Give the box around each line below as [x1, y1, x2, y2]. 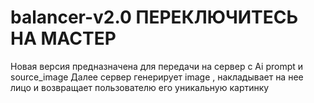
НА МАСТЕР [10, 27, 117, 50]
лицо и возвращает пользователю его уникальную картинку [10, 81, 270, 93]
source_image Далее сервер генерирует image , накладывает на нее [10, 71, 304, 83]
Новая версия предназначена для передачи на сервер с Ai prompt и [10, 60, 304, 72]
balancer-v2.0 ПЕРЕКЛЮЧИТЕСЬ [10, 6, 299, 29]
